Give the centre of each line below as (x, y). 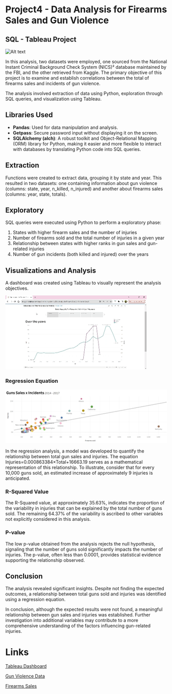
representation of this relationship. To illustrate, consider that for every (80, 467)
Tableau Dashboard (26, 666)
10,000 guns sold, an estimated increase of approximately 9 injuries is (79, 473)
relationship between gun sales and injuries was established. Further (78, 615)
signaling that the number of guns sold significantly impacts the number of (84, 549)
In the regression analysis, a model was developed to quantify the (75, 451)
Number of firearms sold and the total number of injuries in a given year (89, 238)
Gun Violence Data (25, 676)
